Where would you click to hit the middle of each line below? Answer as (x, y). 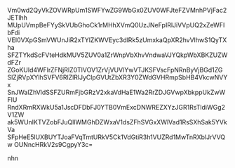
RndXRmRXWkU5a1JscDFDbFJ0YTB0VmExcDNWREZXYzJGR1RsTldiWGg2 (116, 107)
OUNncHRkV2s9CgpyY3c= (53, 144)
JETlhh (18, 18)
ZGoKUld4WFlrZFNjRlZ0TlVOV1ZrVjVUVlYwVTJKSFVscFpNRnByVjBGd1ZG (115, 70)
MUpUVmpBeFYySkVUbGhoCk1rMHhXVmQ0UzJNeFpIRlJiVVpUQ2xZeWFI (116, 25)
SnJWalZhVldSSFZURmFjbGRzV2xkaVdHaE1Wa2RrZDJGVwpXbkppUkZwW (116, 92)
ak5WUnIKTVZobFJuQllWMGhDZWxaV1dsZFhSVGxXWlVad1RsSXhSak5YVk (117, 122)
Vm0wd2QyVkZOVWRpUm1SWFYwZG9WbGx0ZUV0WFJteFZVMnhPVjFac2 (117, 10)
